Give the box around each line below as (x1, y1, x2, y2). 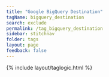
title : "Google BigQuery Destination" (6, 8, 103, 15)
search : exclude (6, 20, 47, 26)
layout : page (6, 42, 39, 48)
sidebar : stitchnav (6, 31, 55, 37)
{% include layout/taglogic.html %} (6, 64, 93, 71)
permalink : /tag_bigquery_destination (6, 25, 103, 32)
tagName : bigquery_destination (6, 14, 84, 20)
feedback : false (6, 48, 47, 54)
